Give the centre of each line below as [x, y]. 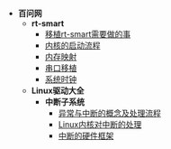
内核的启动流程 [72, 45]
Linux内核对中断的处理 [100, 124]
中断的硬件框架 [86, 135]
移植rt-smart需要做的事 [88, 34]
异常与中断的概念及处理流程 [110, 113]
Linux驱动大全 [58, 90]
